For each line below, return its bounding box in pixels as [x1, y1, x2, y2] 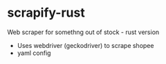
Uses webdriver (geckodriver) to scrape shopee [17, 41, 154, 49]
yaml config [17, 49, 51, 57]
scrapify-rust [7, 5, 85, 21]
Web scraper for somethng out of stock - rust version [7, 28, 160, 36]
